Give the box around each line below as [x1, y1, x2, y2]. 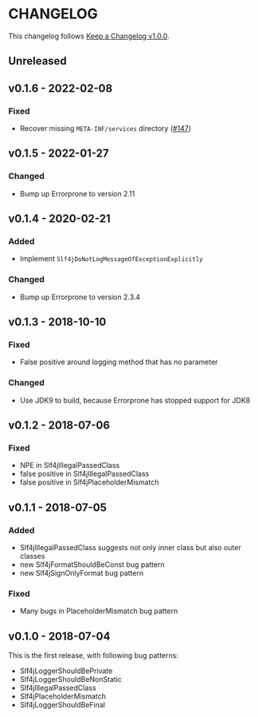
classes [19, 552, 45, 561]
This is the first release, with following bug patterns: [8, 651, 179, 660]
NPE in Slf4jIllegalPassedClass [19, 461, 120, 470]
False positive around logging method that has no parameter [19, 357, 218, 367]
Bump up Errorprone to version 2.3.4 [19, 292, 141, 302]
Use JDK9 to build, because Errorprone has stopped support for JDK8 [19, 395, 251, 405]
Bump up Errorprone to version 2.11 [19, 188, 135, 198]
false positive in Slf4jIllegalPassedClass [19, 469, 150, 479]
